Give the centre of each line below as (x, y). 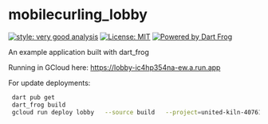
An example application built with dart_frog (79, 52)
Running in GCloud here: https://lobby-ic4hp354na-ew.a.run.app (114, 67)
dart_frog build (39, 105)
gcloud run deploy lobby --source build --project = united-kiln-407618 (138, 112)
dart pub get (33, 97)
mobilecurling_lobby (78, 15)
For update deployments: (49, 83)
